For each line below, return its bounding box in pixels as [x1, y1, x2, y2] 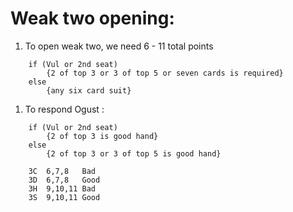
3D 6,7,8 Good [28, 175, 101, 185]
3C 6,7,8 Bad [28, 166, 97, 176]
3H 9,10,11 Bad [28, 183, 97, 194]
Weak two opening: [10, 7, 175, 30]
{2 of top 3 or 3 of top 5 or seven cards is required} [46, 68, 284, 78]
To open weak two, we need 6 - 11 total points [24, 40, 214, 52]
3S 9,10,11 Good [28, 192, 101, 202]
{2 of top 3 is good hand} [46, 131, 159, 141]
